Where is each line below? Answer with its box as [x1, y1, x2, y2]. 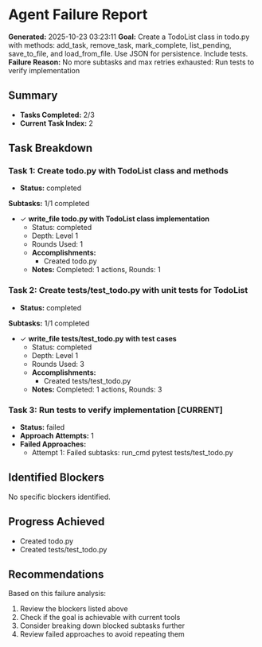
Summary [8, 89, 58, 103]
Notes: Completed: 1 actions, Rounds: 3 [31, 384, 162, 394]
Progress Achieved [8, 515, 105, 528]
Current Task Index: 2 [19, 118, 94, 128]
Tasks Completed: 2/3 [19, 110, 96, 119]
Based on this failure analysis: [8, 589, 106, 598]
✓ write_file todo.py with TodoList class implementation [19, 214, 209, 224]
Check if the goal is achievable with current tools [19, 613, 181, 622]
